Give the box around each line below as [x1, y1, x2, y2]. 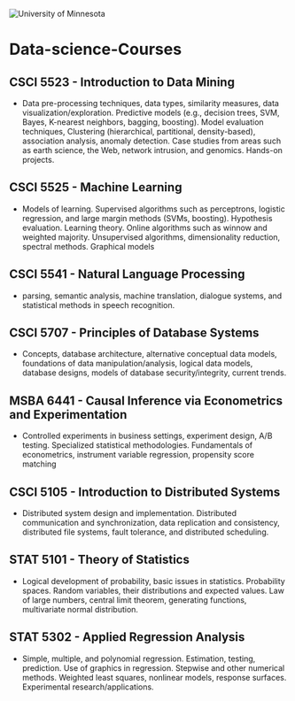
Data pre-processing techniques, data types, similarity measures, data [21, 98, 279, 108]
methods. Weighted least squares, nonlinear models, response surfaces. [21, 672, 287, 682]
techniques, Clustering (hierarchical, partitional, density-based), [21, 127, 256, 136]
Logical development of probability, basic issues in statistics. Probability [21, 575, 285, 586]
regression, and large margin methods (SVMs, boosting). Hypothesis [21, 212, 273, 223]
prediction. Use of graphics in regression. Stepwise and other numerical [21, 662, 285, 673]
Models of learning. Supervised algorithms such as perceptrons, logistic [21, 204, 285, 214]
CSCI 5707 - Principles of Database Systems [9, 326, 260, 341]
